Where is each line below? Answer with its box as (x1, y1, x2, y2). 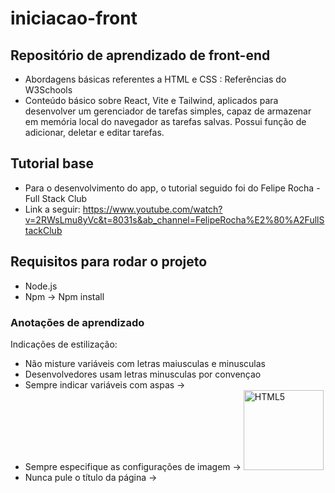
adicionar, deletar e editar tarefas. (24, 127, 165, 138)
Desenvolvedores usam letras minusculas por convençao (24, 368, 262, 380)
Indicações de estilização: (10, 338, 118, 350)
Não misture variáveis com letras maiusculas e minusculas (24, 357, 267, 369)
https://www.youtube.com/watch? (82, 203, 223, 215)
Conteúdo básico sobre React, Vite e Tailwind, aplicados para (24, 95, 279, 106)
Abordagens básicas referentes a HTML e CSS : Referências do (24, 73, 287, 85)
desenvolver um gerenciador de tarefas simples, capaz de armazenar (24, 105, 312, 117)
